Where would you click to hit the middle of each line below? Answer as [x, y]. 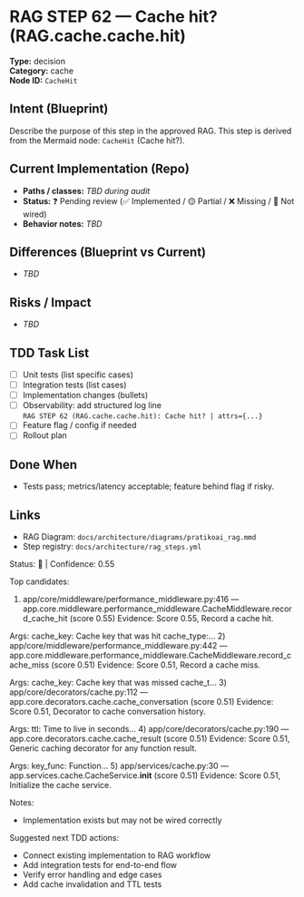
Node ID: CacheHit [44, 80]
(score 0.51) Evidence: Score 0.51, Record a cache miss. [156, 665]
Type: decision [38, 61]
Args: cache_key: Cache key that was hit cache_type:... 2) [118, 636]
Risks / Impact [51, 302]
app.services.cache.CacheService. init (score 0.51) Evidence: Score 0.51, [145, 775]
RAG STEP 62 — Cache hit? [113, 17]
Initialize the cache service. [60, 785]
